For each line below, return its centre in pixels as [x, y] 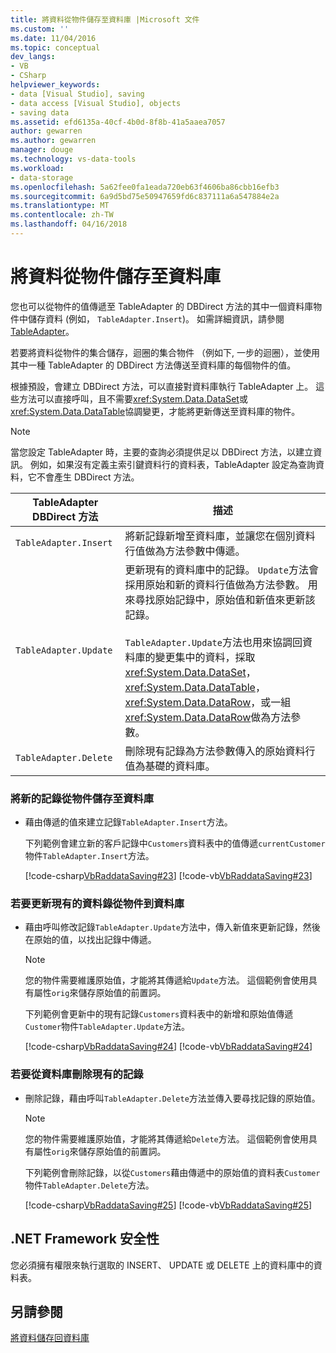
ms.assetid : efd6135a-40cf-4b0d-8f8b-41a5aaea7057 [118, 122]
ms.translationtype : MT [60, 206]
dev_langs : [33, 57]
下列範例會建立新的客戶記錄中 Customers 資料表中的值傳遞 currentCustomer [175, 843]
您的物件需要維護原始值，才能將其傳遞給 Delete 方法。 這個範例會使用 [166, 1138]
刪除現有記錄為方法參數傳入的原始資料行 [220, 751]
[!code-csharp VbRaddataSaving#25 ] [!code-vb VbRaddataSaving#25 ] [168, 1205]
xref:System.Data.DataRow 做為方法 [208, 717]
